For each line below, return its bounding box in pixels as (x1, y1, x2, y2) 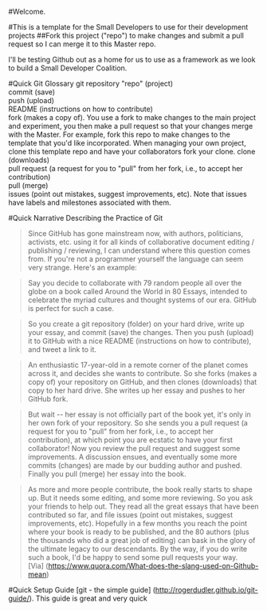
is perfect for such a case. (27, 304, 114, 313)
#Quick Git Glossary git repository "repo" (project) (8, 79, 174, 88)
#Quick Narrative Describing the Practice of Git (8, 214, 163, 222)
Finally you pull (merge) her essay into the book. (27, 469, 187, 478)
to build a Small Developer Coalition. (8, 63, 128, 73)
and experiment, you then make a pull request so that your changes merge (8, 122, 253, 130)
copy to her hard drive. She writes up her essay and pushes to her (27, 385, 245, 395)
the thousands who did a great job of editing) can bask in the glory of (27, 536, 256, 545)
